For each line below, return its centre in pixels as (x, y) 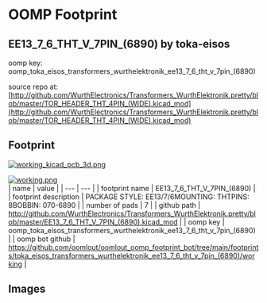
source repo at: (33, 86)
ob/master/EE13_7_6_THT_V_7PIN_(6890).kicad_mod (93, 222)
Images (27, 289)
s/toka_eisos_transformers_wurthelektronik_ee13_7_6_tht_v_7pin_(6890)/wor (132, 255)
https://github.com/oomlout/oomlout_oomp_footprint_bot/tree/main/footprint (133, 247)
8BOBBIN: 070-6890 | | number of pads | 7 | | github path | (104, 205)
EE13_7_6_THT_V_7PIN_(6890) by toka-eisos (119, 44)
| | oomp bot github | (42, 239)
